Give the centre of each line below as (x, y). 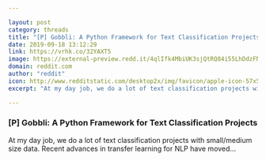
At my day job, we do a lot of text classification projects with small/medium (130, 140)
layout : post (30, 22)
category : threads (38, 30)
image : (19, 59)
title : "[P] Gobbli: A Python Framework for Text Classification (118, 37)
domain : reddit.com (40, 67)
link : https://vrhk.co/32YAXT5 (60, 52)
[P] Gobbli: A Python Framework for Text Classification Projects (133, 123)
